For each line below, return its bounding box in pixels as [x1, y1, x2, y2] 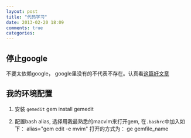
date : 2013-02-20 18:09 [6, 19, 64, 25]
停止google [6, 53, 48, 63]
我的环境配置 [6, 89, 53, 99]
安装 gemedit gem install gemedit [14, 105, 94, 112]
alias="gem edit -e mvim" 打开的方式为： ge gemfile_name [26, 125, 169, 132]
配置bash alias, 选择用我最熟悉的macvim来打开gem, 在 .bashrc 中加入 [14, 118, 180, 125]
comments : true [6, 25, 43, 31]
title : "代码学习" [6, 14, 48, 20]
